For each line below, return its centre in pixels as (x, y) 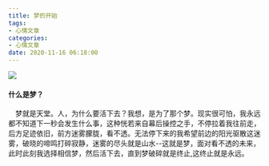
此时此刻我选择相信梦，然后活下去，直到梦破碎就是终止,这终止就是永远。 (129, 153)
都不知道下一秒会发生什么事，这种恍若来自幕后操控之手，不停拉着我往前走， (134, 124)
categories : (28, 38)
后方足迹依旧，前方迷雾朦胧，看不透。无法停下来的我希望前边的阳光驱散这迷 (134, 133)
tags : (17, 23)
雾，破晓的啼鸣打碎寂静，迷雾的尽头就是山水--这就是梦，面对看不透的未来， (134, 144)
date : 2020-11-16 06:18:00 (53, 53)
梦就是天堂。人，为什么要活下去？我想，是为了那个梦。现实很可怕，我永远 (138, 113)
